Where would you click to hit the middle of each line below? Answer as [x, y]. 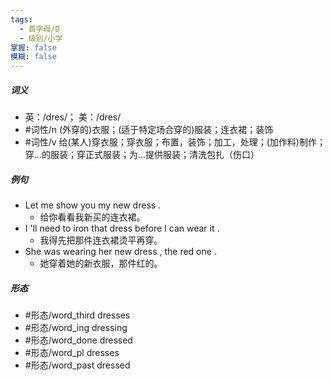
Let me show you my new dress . [93, 205]
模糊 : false [33, 57]
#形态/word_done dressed [78, 340]
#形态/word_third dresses [77, 315]
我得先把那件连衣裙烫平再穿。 [101, 240]
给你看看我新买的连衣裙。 [92, 217]
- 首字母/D [39, 29]
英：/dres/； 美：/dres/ [73, 117]
